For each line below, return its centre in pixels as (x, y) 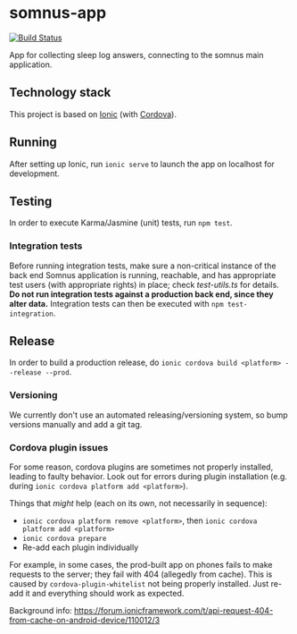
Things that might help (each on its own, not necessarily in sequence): (138, 503)
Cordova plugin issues (59, 447)
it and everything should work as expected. (105, 594)
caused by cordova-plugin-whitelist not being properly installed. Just (139, 584)
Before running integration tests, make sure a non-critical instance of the (143, 266)
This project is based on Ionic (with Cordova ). (93, 114)
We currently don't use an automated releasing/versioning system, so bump (148, 415)
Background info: (41, 611)
